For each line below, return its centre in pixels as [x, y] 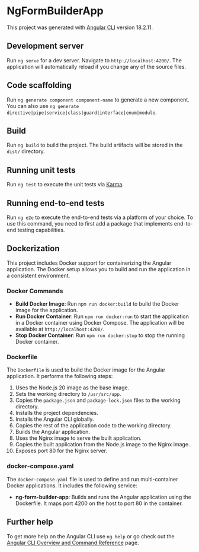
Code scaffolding [39, 85]
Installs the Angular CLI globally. [54, 419]
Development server [45, 46]
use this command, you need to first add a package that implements [90, 223]
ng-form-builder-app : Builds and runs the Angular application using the [103, 497]
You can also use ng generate [43, 106]
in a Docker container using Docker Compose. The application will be [100, 323]
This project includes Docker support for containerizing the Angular [89, 263]
